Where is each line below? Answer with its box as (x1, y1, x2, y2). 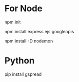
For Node (4, 3, 42, 14)
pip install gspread (4, 71, 42, 77)
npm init (4, 19, 21, 25)
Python (4, 55, 35, 66)
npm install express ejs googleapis (4, 28, 74, 34)
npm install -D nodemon (4, 38, 53, 44)
